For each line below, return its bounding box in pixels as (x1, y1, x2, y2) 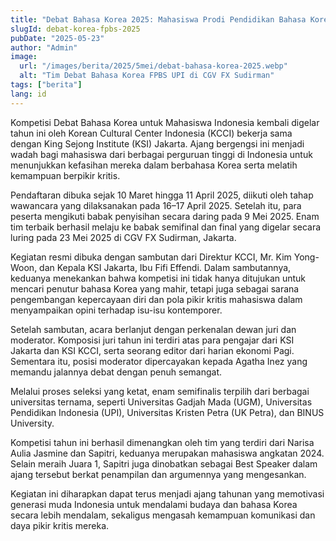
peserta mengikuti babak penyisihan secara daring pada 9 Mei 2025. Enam (10, 210, 320, 222)
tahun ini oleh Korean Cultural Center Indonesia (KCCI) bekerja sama (10, 127, 293, 139)
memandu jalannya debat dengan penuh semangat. (10, 366, 223, 378)
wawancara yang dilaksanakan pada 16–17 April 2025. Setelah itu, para (10, 199, 302, 211)
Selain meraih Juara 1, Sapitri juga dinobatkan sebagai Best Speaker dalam (10, 457, 318, 470)
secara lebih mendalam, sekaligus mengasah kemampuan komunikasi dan (10, 509, 316, 521)
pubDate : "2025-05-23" (10, 33, 105, 43)
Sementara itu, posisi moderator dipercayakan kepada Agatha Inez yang (10, 355, 308, 367)
